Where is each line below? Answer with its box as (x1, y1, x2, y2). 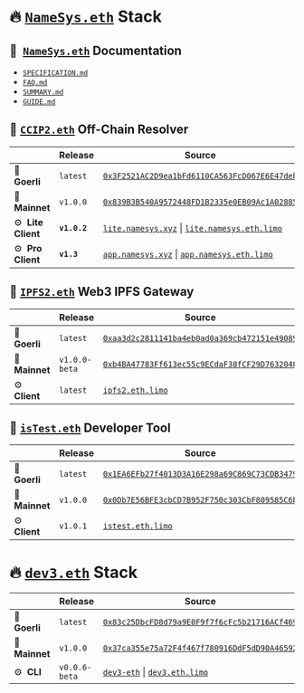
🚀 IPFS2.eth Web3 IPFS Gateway (9, 284, 195, 299)
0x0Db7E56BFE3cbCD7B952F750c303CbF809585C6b (102, 495, 299, 506)
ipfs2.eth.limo (102, 384, 169, 395)
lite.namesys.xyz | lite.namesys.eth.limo (102, 222, 283, 234)
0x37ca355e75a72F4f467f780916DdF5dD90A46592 (102, 643, 299, 653)
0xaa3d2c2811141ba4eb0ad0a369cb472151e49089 (102, 333, 299, 343)
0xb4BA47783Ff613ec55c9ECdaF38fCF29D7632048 (102, 359, 299, 369)
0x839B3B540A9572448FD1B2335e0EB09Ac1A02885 (102, 196, 299, 207)
